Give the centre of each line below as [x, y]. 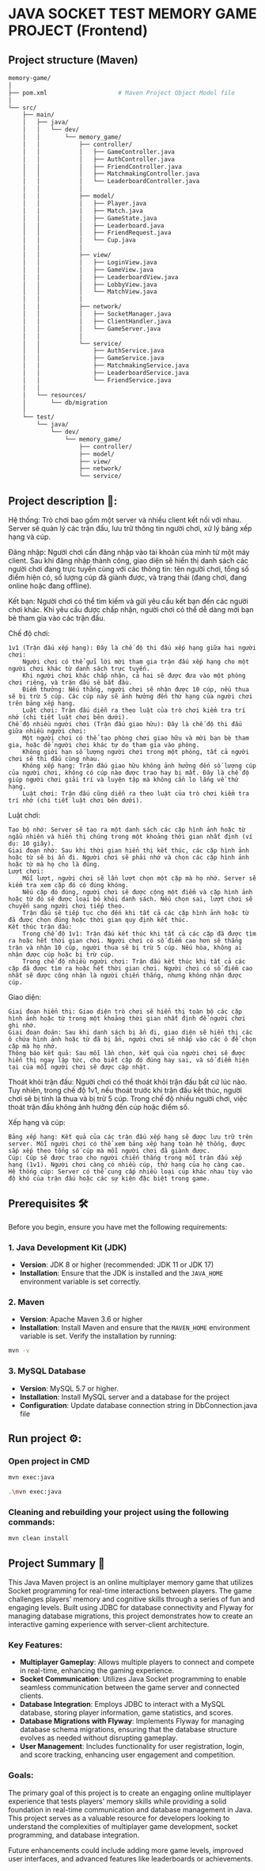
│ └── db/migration [65, 402]
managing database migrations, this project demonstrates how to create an [131, 1616]
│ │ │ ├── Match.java [83, 211]
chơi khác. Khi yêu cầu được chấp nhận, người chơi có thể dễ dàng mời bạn [131, 609]
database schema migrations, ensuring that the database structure [128, 1730]
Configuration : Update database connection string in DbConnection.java [138, 1405]
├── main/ [39, 115]
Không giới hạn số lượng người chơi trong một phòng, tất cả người [136, 752]
